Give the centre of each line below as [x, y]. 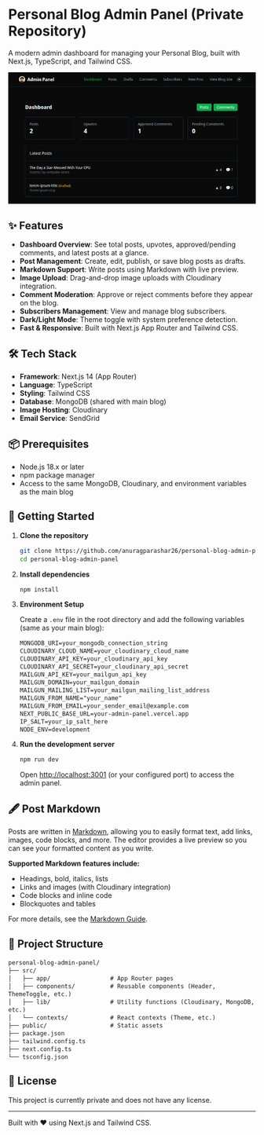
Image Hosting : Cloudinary [64, 410]
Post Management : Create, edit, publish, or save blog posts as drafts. [132, 262]
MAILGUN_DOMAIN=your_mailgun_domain [79, 683]
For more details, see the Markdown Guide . [78, 919]
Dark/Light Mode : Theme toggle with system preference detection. [128, 320]
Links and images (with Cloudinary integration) [95, 887]
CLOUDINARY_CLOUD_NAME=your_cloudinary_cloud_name [104, 651]
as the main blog [46, 492]
